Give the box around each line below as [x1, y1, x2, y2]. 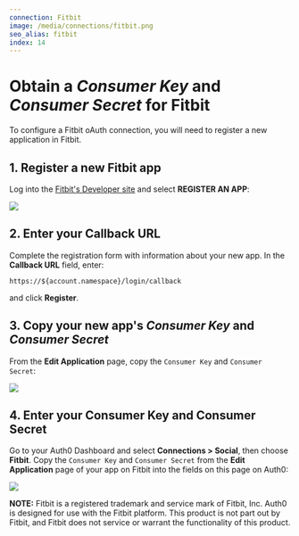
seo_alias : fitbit [9, 29, 78, 38]
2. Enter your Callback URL [9, 227, 161, 242]
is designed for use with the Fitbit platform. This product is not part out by [9, 507, 281, 518]
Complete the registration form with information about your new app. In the [9, 250, 286, 260]
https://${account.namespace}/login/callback [9, 276, 181, 285]
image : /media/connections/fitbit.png [9, 21, 154, 30]
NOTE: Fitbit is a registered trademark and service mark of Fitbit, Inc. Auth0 [9, 499, 287, 509]
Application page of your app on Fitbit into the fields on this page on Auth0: [9, 465, 288, 475]
